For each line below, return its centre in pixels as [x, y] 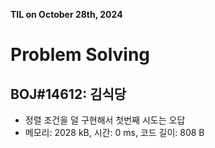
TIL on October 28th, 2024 [66, 14]
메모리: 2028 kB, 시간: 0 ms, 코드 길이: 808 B [114, 132]
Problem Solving [80, 55]
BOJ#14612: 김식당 [68, 94]
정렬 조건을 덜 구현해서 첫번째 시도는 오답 [105, 120]
